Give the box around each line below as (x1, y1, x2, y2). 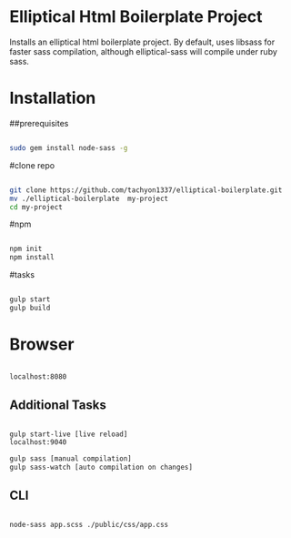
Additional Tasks (9, 398, 106, 413)
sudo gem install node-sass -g (9, 143, 128, 152)
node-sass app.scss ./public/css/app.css (9, 520, 169, 529)
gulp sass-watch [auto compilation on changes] (9, 462, 194, 472)
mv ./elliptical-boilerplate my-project (9, 194, 169, 203)
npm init (9, 244, 43, 254)
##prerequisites (9, 117, 69, 128)
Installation (9, 88, 96, 108)
